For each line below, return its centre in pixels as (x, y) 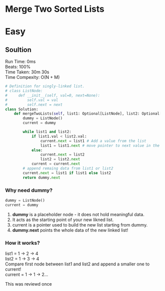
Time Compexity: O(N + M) (33, 77)
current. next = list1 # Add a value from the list (93, 141)
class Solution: (22, 109)
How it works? (23, 243)
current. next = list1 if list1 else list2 (67, 173)
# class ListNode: (24, 91)
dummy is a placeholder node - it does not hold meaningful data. (78, 214)
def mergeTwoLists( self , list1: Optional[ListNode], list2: (77, 114)
